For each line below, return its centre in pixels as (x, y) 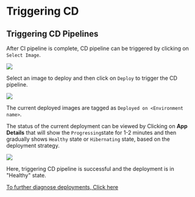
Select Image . (23, 55)
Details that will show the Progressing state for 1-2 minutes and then (91, 133)
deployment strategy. (33, 145)
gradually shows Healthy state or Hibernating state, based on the (88, 139)
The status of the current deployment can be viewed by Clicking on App (97, 126)
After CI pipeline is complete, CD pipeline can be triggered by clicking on (97, 48)
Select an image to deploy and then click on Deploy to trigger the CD (92, 78)
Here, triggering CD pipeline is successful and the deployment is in (90, 169)
